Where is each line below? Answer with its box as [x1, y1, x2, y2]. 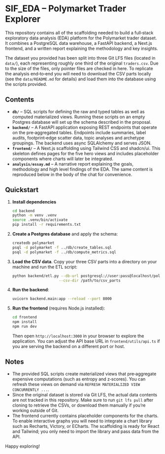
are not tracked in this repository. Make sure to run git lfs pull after [12, 397, 154, 403]
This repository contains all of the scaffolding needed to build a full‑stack [5, 30, 154, 35]
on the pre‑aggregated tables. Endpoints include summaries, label [12, 129, 146, 136]
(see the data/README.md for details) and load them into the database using [5, 76, 156, 82]
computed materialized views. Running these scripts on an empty [12, 114, 145, 120]
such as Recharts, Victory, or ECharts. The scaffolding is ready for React [12, 423, 160, 429]
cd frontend [12, 315, 37, 320]
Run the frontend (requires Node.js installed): [12, 305, 105, 311]
